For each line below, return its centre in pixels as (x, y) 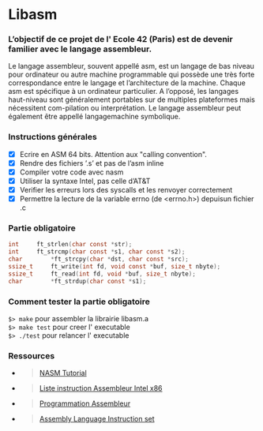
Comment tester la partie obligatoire (79, 302)
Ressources (32, 355)
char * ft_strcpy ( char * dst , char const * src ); (99, 259)
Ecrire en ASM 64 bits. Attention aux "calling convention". (113, 154)
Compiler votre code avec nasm (71, 172)
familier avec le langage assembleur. (80, 49)
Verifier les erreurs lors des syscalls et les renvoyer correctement (126, 190)
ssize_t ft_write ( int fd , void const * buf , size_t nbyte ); (115, 267)
